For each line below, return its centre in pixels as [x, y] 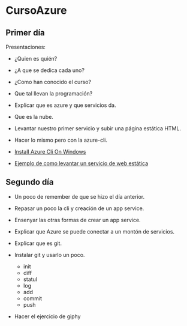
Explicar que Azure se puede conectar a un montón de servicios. [94, 231]
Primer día [25, 33]
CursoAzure [36, 11]
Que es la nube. [34, 117]
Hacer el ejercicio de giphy [47, 316]
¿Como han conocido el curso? [52, 82]
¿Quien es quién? [36, 59]
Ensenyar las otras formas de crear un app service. [78, 220]
